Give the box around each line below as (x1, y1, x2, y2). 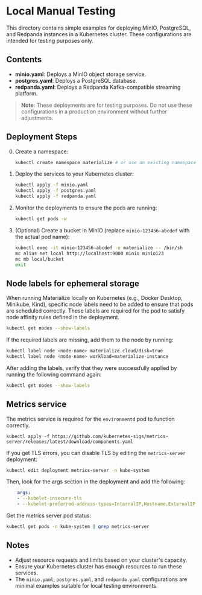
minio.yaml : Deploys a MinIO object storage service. (14, 71, 147, 78)
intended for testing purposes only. (6, 37, 93, 44)
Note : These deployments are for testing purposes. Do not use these (21, 101, 192, 109)
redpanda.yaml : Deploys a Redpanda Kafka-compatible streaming (14, 83, 181, 91)
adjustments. (21, 114, 54, 121)
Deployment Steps (6, 132, 77, 142)
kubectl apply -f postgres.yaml (14, 188, 96, 194)
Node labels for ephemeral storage (6, 278, 140, 288)
